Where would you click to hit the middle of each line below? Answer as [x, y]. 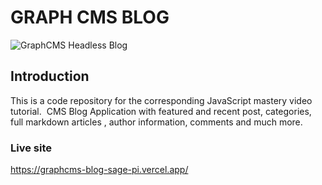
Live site [31, 148]
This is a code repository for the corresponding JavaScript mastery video [161, 100]
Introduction [50, 76]
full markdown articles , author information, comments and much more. [156, 122]
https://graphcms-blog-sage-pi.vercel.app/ [99, 170]
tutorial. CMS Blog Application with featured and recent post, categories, [161, 111]
